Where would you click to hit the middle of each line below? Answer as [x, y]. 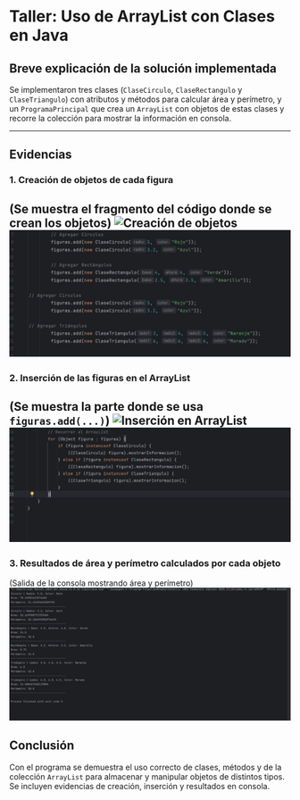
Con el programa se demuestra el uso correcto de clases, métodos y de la [146, 767]
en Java [39, 35]
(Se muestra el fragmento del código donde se [141, 208]
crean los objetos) [61, 223]
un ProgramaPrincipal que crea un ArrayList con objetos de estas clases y [147, 108]
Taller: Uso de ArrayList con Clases [142, 17]
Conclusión [42, 746]
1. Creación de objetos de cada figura [92, 180]
